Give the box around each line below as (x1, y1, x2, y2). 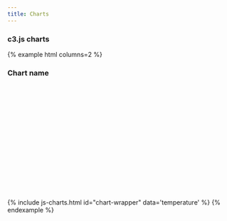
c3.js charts (7, 34, 50, 43)
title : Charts (7, 10, 50, 18)
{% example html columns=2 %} (7, 50, 103, 58)
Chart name (7, 68, 49, 78)
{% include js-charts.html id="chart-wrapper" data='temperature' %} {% (7, 198, 221, 207)
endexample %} (7, 206, 55, 215)
